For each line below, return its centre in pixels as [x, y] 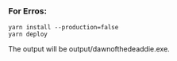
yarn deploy [28, 34]
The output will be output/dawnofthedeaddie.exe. [89, 49]
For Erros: [28, 11]
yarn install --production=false [63, 28]
